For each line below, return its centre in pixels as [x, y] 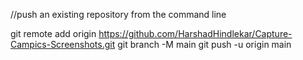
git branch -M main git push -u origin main [204, 44]
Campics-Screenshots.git [63, 44]
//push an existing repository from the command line [118, 14]
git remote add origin [53, 33]
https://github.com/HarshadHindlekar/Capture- [195, 33]
